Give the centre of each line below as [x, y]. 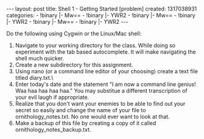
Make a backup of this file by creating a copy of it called [86, 123]
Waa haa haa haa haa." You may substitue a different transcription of [101, 91]
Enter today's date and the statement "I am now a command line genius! [105, 84]
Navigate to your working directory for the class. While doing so [95, 45]
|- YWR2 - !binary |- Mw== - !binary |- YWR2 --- [68, 22]
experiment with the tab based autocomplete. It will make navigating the [105, 52]
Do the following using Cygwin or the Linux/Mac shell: [74, 34]
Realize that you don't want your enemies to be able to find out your [100, 104]
